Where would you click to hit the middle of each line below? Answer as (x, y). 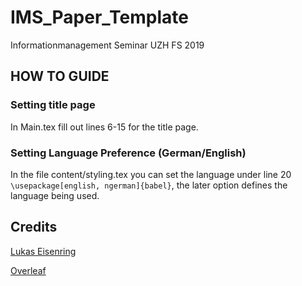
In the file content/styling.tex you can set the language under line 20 (151, 174)
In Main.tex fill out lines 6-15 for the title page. (104, 127)
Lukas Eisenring (43, 251)
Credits (34, 227)
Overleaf (28, 270)
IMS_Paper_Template (99, 17)
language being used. (55, 195)
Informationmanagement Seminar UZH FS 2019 (107, 45)
